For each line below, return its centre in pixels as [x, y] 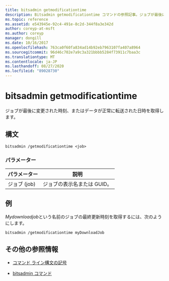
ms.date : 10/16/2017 [27, 43]
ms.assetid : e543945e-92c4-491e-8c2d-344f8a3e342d [59, 24]
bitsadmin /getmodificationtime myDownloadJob [55, 232]
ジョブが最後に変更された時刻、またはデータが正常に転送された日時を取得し [84, 110]
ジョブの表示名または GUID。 [77, 184]
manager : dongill [23, 38]
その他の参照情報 [32, 249]
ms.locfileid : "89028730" [32, 71]
